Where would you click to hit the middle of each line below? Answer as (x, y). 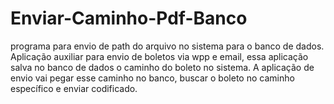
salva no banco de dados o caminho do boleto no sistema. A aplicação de (162, 67)
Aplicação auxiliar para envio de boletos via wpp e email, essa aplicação (159, 56)
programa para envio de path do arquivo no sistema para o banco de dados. (167, 46)
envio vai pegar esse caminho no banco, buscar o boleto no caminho (152, 78)
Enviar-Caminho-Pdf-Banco (129, 18)
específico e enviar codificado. (74, 88)
